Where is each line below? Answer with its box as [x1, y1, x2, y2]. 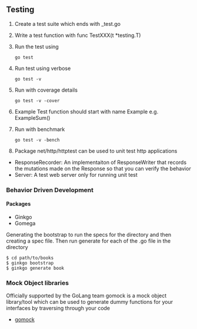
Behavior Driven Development [6, 186, 94, 194]
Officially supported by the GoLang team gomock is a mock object [6, 292, 167, 299]
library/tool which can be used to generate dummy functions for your [6, 298, 173, 305]
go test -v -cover [14, 98, 60, 103]
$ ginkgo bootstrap [6, 260, 54, 266]
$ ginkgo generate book [6, 265, 65, 271]
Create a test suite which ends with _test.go [14, 20, 121, 27]
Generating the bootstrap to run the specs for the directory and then [6, 231, 172, 238]
